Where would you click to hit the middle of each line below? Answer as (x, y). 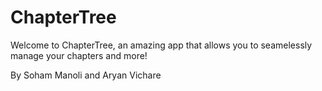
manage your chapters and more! (79, 55)
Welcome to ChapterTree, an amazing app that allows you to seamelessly (161, 45)
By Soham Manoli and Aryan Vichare (86, 75)
